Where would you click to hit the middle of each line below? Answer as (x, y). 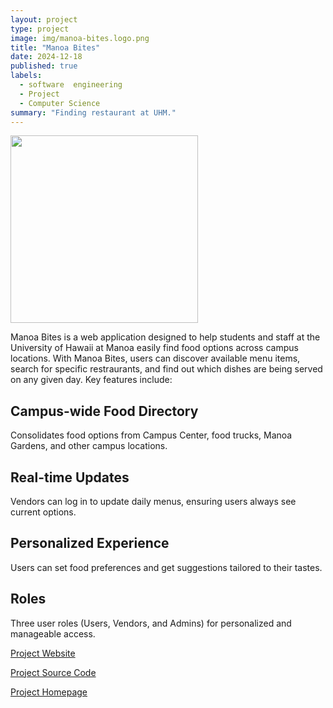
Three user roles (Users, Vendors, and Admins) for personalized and (151, 623)
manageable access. (53, 633)
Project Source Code (53, 672)
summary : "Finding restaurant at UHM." (93, 112)
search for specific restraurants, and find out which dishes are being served (166, 369)
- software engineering (71, 85)
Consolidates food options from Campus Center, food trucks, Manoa (151, 435)
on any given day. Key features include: (91, 380)
